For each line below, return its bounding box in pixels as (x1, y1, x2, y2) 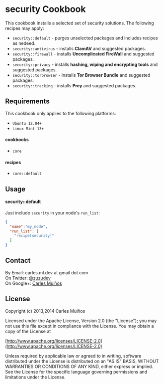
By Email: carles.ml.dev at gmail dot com (5, 269, 88, 275)
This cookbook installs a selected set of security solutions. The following (5, 20, 154, 26)
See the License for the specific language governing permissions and (5, 369, 148, 375)
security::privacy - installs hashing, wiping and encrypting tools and (12, 61, 158, 67)
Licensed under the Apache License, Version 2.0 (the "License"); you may (5, 318, 157, 324)
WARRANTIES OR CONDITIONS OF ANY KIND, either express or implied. (5, 363, 153, 370)
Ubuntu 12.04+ (12, 121, 42, 126)
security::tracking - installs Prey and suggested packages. (12, 82, 137, 88)
